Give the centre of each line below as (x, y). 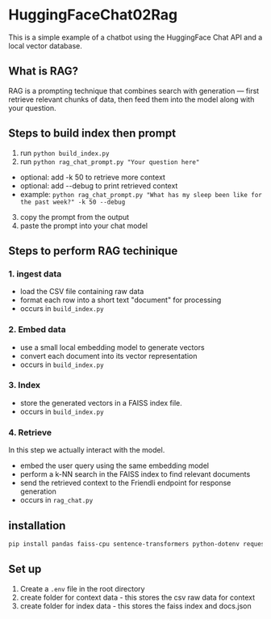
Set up (25, 569)
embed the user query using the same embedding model (115, 465)
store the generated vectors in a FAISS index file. (101, 402)
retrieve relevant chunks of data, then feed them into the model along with (131, 99)
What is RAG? (44, 72)
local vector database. (46, 45)
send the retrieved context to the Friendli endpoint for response (125, 483)
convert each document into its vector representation (108, 356)
